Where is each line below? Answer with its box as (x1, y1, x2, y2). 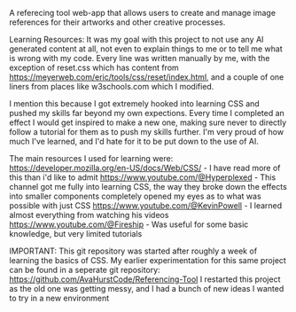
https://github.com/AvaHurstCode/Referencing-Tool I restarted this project (9, 274, 281, 285)
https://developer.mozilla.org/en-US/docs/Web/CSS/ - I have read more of (9, 163, 281, 173)
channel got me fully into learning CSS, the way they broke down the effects (9, 182, 288, 191)
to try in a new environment (9, 292, 110, 303)
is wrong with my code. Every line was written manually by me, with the (9, 53, 270, 63)
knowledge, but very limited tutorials (9, 229, 143, 238)
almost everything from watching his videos (9, 210, 169, 220)
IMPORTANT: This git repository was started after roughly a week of (9, 246, 258, 256)
